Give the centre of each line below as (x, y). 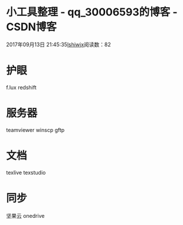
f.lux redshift (21, 87)
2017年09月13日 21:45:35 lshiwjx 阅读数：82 (58, 44)
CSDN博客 (32, 27)
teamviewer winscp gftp (35, 130)
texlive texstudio (26, 172)
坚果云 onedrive (25, 216)
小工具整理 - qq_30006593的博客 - (92, 12)
